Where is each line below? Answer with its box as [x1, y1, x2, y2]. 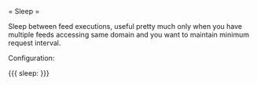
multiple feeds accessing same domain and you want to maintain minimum [8, 30, 250, 39]
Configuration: [8, 54, 55, 62]
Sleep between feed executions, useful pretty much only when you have [8, 22, 242, 30]
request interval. [8, 38, 61, 48]
